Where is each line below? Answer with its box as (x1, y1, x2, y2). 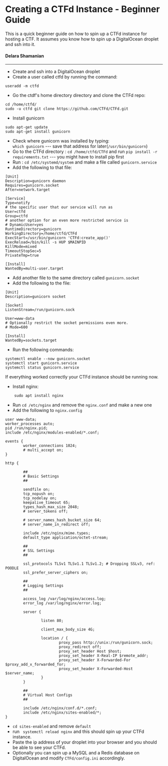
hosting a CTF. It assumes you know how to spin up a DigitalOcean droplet (5, 36, 159, 42)
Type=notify (5, 200, 30, 205)
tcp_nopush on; (23, 491, 55, 496)
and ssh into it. (5, 41, 36, 47)
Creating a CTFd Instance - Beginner (5, 3, 160, 15)
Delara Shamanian (5, 52, 44, 58)
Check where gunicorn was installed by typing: (12, 138, 110, 144)
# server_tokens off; (23, 509, 68, 514)
